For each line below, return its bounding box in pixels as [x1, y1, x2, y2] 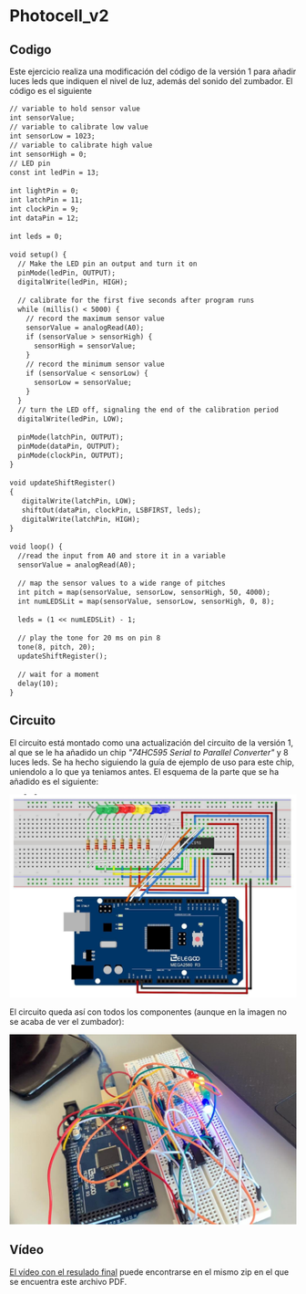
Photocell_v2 [9, 5, 109, 26]
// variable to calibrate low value [9, 122, 148, 131]
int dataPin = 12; [9, 214, 79, 223]
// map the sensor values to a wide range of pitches [17, 579, 226, 588]
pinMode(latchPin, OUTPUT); [17, 433, 125, 442]
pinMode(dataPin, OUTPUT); [17, 442, 120, 451]
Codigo [9, 42, 52, 57]
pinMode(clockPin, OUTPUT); [17, 451, 125, 460]
